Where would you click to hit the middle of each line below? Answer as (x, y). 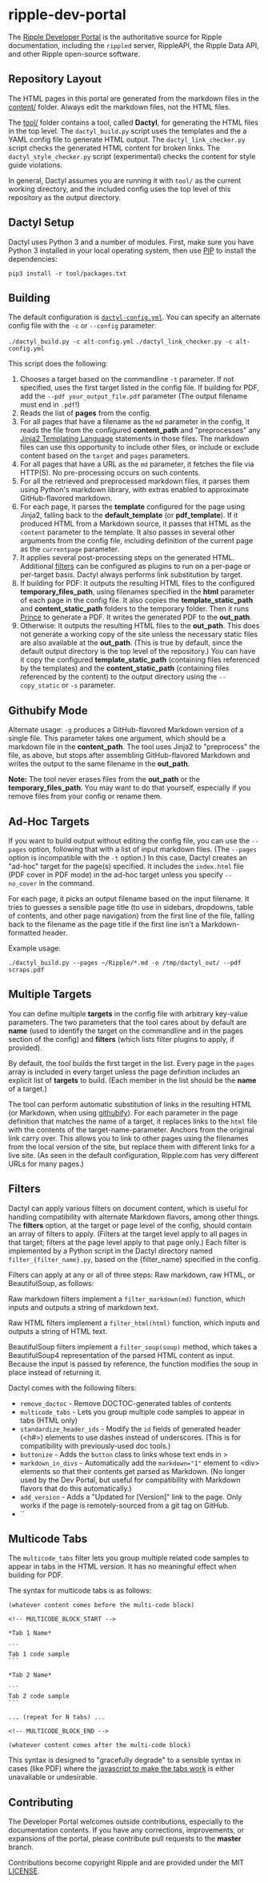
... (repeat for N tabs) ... (57, 1717)
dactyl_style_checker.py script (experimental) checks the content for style (132, 156)
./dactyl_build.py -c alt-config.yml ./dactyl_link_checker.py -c (120, 342)
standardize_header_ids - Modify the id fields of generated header (130, 1428)
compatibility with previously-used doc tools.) (95, 1445)
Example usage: (35, 948)
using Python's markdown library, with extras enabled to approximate (134, 490)
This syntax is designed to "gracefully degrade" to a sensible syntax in (125, 1760)
